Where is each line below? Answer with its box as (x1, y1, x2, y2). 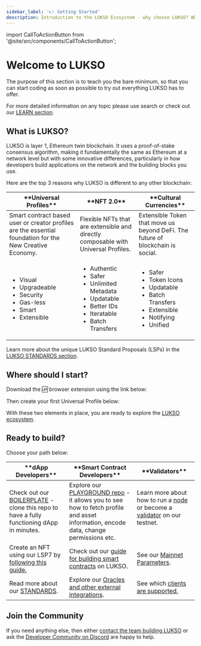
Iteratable (90, 310, 117, 318)
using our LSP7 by (9, 551, 61, 559)
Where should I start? (6, 370, 89, 380)
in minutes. (9, 526, 40, 534)
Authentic (90, 265, 118, 273)
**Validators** (141, 466, 187, 475)
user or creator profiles (9, 219, 74, 227)
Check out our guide (69, 547, 127, 555)
